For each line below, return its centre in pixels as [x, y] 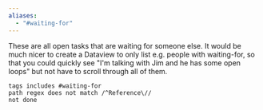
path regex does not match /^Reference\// [80, 92]
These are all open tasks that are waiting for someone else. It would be [125, 45]
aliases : [23, 16]
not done [23, 100]
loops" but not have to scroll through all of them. [88, 71]
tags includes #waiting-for [55, 86]
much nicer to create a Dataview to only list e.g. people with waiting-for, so [132, 54]
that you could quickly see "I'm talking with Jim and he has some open [125, 63]
